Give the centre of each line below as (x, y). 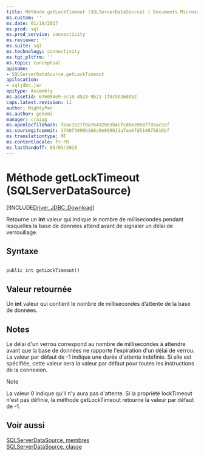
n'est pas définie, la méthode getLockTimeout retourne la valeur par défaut (100, 400)
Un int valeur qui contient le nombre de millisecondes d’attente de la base (98, 304)
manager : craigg (27, 119)
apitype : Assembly (29, 91)
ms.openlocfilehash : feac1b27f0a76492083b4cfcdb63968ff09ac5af (88, 125)
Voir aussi (25, 425)
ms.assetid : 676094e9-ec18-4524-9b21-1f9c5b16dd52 (72, 97)
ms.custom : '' (24, 18)
